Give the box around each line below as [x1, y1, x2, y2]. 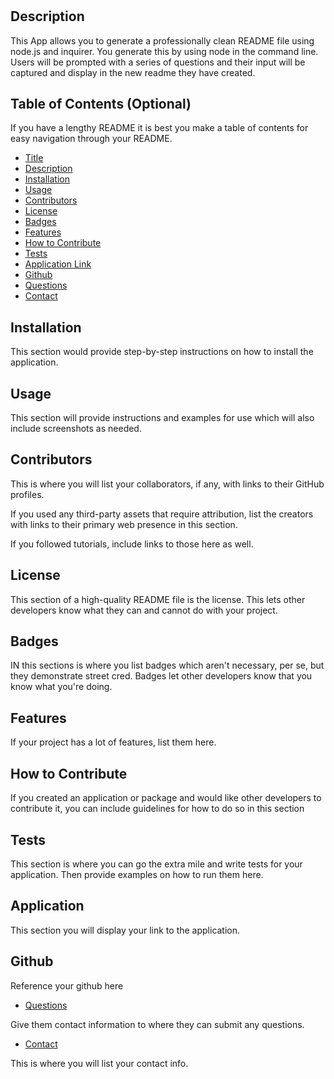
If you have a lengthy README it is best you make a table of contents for [10, 122, 309, 134]
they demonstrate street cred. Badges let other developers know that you [10, 670, 313, 682]
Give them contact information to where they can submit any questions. [10, 1018, 305, 1030]
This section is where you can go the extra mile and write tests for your [10, 858, 303, 870]
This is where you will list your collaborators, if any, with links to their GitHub [10, 478, 325, 490]
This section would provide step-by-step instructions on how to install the [10, 346, 314, 358]
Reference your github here [10, 979, 124, 992]
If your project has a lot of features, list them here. [10, 736, 217, 748]
